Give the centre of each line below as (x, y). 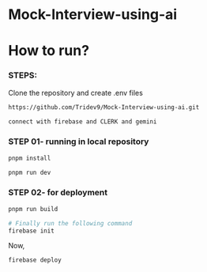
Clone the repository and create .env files (76, 93)
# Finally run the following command (70, 223)
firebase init (32, 231)
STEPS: (23, 75)
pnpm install (30, 158)
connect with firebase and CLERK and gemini (83, 121)
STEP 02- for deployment (58, 193)
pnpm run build (33, 209)
